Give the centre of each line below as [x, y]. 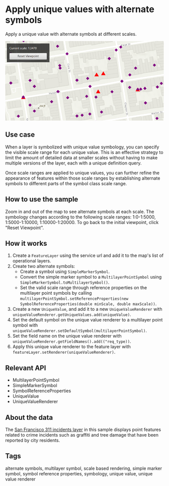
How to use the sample [42, 200]
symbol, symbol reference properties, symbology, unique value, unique [79, 473]
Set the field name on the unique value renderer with [67, 336]
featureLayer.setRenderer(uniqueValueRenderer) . [64, 352]
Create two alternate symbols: [44, 266]
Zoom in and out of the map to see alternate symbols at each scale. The [80, 211]
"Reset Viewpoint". [25, 228]
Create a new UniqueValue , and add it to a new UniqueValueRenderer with [87, 309]
